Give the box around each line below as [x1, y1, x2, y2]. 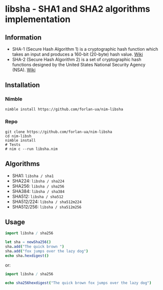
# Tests [5, 142, 21, 147]
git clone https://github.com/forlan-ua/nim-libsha [5, 129, 112, 134]
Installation [5, 81, 40, 89]
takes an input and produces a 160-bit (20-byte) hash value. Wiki [12, 51, 143, 57]
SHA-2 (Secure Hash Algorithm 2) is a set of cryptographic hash [12, 57, 142, 62]
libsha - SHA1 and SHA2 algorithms [5, 3, 150, 15]
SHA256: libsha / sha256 [12, 183, 64, 189]
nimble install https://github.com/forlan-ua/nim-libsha [5, 106, 123, 112]
